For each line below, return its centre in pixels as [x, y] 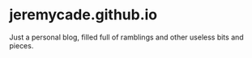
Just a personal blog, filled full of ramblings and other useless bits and [126, 37]
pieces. [21, 45]
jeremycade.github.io [83, 15]
